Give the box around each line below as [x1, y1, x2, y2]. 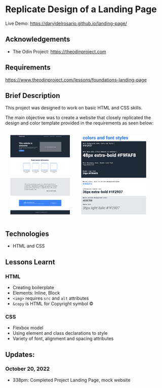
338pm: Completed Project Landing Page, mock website [12, 377, 131, 383]
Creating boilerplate [12, 284, 54, 290]
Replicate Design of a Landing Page [5, 4, 157, 15]
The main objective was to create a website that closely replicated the [5, 115, 151, 121]
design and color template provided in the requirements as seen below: [5, 120, 154, 126]
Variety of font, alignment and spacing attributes [12, 336, 114, 342]
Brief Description [5, 91, 60, 100]
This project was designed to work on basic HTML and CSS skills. [5, 105, 143, 111]
